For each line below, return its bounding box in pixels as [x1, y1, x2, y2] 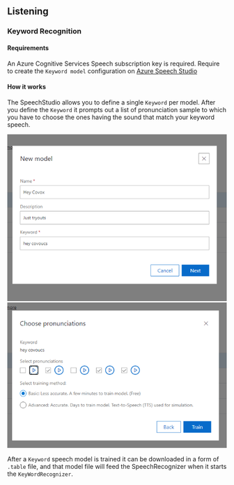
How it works [7, 83, 47, 91]
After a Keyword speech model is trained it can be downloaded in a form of [7, 455, 219, 463]
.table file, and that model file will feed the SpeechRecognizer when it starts [7, 463, 227, 471]
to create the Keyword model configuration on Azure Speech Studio [7, 66, 198, 75]
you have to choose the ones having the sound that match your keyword [7, 113, 214, 121]
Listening [7, 6, 49, 17]
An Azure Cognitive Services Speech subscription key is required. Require [7, 59, 220, 68]
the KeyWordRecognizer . [7, 470, 73, 478]
